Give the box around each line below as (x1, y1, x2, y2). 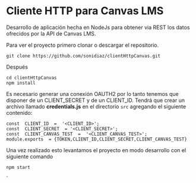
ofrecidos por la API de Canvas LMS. (6, 30, 96, 37)
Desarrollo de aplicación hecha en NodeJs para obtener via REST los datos (6, 24, 190, 31)
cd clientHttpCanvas (6, 75, 58, 81)
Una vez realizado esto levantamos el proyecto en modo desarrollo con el (6, 146, 186, 153)
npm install (6, 80, 36, 86)
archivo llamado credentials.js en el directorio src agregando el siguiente (6, 102, 186, 110)
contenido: (6, 109, 33, 116)
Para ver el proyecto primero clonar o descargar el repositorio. (6, 41, 159, 49)
